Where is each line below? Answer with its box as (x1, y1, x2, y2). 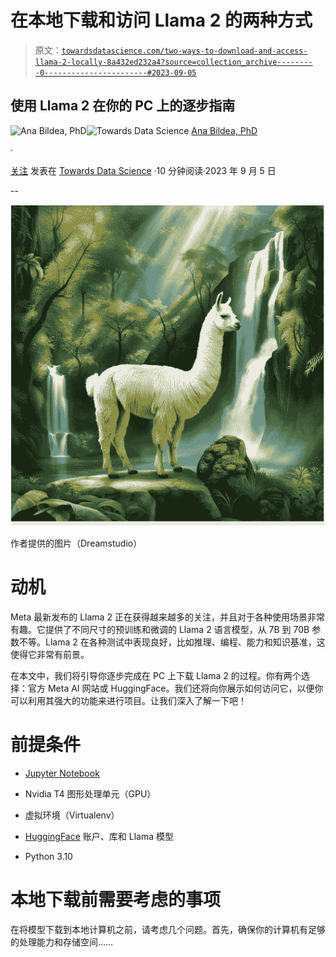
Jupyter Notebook (24, 767, 100, 780)
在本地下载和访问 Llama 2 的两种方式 (10, 9, 313, 32)
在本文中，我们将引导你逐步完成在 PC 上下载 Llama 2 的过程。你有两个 (10, 670, 302, 682)
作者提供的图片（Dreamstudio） (10, 537, 143, 550)
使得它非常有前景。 (10, 649, 90, 661)
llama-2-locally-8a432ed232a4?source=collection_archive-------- (34, 57, 313, 67)
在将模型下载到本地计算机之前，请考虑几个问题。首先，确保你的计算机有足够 (10, 924, 326, 936)
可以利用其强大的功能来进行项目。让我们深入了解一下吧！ (10, 695, 247, 707)
